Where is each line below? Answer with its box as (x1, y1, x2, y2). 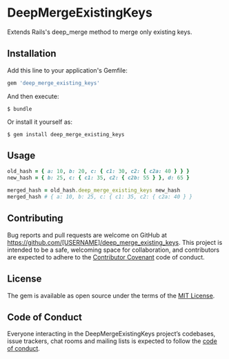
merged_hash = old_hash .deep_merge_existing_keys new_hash (7, 187, 181, 194)
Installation (7, 48, 57, 59)
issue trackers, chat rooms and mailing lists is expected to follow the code (7, 337, 217, 345)
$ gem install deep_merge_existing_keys (7, 131, 126, 138)
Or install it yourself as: (7, 118, 72, 126)
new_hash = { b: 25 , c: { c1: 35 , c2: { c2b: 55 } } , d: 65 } (7, 174, 190, 181)
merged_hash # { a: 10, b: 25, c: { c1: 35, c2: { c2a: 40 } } (7, 194, 193, 201)
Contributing (7, 212, 63, 224)
